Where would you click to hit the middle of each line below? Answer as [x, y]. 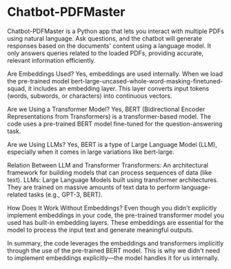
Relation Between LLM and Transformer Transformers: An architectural [108, 165]
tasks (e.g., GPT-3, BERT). [66, 195]
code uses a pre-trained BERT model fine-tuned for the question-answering [115, 123]
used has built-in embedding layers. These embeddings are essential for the [115, 222]
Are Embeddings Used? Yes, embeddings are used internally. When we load [115, 74]
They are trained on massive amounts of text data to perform [94, 187]
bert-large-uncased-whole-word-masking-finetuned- [147, 81]
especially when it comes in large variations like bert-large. [91, 152]
